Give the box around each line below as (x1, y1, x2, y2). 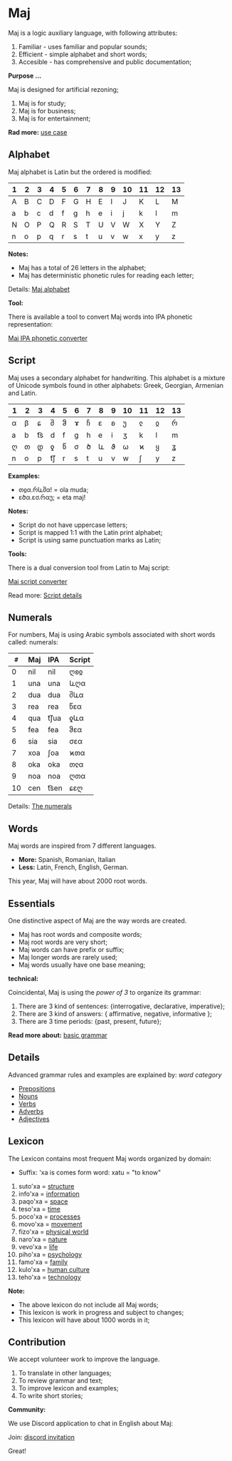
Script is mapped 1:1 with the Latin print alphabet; (18, 528, 163, 536)
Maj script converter (8, 577, 68, 585)
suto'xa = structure (18, 1181, 75, 1190)
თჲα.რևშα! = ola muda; (18, 485, 89, 493)
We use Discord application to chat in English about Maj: (8, 1419, 174, 1427)
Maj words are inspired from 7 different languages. (8, 841, 157, 850)
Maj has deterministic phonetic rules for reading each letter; (18, 271, 194, 280)
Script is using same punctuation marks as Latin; (18, 535, 162, 544)
